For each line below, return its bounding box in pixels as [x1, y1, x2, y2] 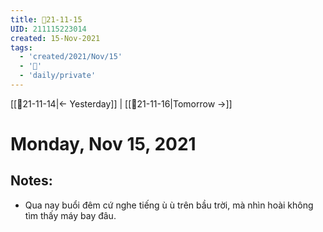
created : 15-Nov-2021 [10, 33, 101, 43]
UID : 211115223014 [10, 24, 87, 34]
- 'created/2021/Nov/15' [19, 52, 123, 62]
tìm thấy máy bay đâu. [24, 209, 117, 221]
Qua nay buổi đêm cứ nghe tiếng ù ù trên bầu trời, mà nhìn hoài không [24, 199, 314, 211]
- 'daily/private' [19, 71, 97, 81]
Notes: [10, 172, 53, 190]
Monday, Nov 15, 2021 [10, 133, 197, 156]
